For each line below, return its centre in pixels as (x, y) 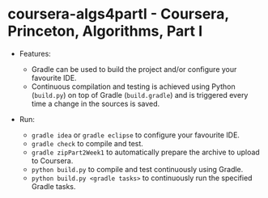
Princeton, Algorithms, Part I (105, 31)
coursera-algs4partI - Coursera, (118, 14)
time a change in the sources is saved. (96, 103)
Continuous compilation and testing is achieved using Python (133, 86)
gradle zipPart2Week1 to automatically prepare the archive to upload (145, 152)
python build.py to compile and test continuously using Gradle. (137, 169)
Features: (35, 53)
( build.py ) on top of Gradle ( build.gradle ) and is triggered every (140, 95)
